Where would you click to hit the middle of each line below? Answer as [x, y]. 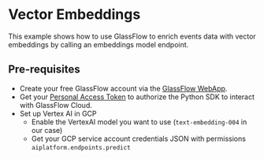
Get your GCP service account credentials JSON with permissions [139, 139]
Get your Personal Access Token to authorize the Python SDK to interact [137, 97]
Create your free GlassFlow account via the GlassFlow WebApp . [123, 88]
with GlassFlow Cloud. [56, 105]
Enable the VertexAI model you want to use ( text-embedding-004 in [139, 122]
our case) [47, 130]
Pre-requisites [44, 70]
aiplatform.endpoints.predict [81, 147]
